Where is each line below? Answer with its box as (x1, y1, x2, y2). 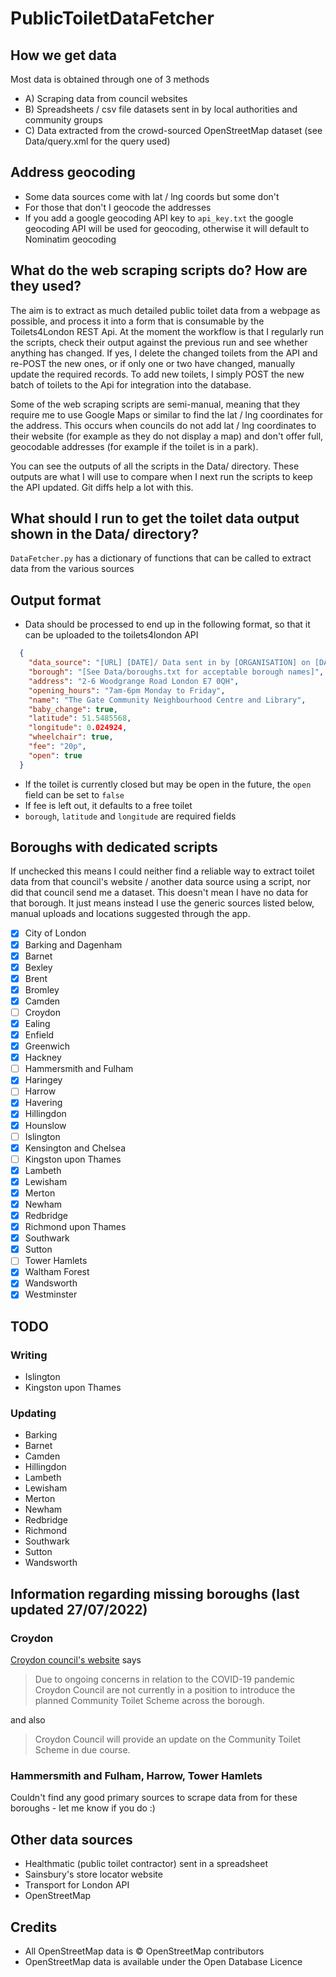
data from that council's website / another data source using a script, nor (10, 876, 312, 888)
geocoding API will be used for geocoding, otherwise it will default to (24, 222, 310, 234)
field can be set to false (24, 788, 125, 801)
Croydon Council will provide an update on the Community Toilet (34, 1733, 302, 1746)
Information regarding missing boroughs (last (10, 1585, 300, 1602)
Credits (10, 1918, 58, 1936)
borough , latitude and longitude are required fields (24, 810, 237, 822)
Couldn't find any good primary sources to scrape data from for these (10, 1792, 298, 1804)
